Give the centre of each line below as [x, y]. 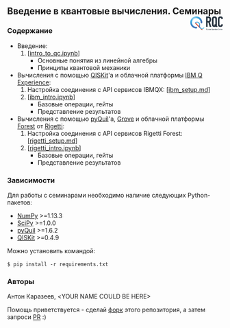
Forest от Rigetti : [41, 126]
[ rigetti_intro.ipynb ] [54, 148]
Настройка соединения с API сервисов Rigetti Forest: [105, 133]
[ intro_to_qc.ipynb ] [53, 53]
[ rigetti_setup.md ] [52, 141]
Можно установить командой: [51, 250]
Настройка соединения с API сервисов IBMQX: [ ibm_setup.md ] [119, 89]
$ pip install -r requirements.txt [58, 264]
